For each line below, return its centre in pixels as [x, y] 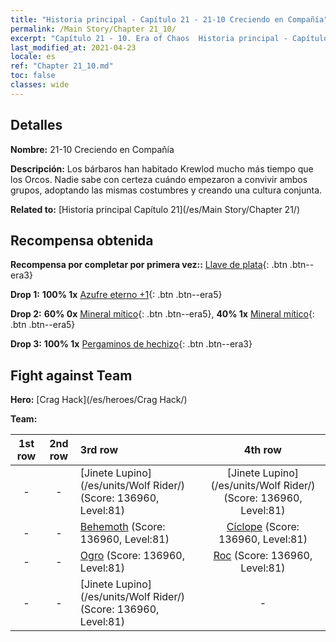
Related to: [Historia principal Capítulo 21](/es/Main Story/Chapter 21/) [155, 209]
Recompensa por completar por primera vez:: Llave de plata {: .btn [149, 265]
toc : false [33, 76]
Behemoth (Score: [122, 527]
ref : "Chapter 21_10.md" [62, 66]
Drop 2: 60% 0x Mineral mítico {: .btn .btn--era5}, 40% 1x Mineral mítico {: [162, 314]
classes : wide [40, 85]
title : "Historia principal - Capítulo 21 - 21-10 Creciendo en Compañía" [169, 19]
